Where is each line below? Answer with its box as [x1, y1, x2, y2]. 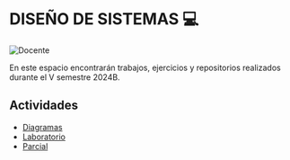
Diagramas [22, 121, 63, 132]
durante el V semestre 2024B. [9, 71, 120, 83]
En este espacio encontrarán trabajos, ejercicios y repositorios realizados [9, 62, 281, 73]
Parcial [22, 140, 48, 151]
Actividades [9, 98, 79, 113]
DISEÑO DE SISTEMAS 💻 [9, 9, 199, 30]
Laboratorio [22, 131, 66, 142]
